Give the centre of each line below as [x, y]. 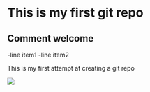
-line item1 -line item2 [38, 55]
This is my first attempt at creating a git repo [71, 68]
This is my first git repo [75, 13]
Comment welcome [51, 38]
